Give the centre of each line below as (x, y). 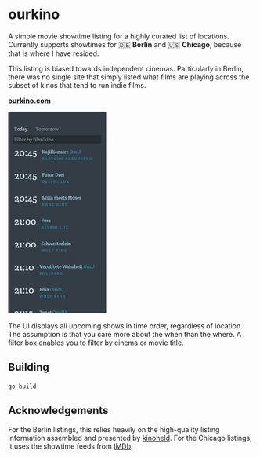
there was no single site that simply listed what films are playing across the (129, 77)
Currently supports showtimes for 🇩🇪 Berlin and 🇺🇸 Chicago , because (125, 44)
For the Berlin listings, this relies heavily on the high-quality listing (114, 429)
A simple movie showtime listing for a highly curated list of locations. (119, 36)
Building (29, 367)
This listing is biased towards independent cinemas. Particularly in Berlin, (126, 68)
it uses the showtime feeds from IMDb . (70, 446)
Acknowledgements (58, 410)
